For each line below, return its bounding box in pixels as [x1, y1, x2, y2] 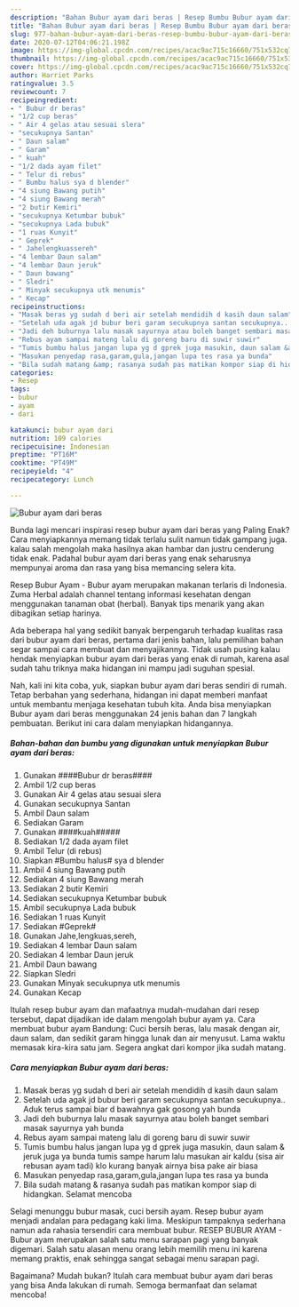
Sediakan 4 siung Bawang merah [22, 873, 145, 884]
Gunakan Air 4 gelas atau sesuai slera [22, 788, 162, 800]
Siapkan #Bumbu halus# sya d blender [22, 855, 165, 865]
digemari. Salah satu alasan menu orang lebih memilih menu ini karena [10, 1243, 268, 1254]
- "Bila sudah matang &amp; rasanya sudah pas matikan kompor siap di [10, 360, 277, 369]
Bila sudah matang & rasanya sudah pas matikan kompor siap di [22, 1179, 256, 1190]
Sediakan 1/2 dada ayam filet [22, 836, 129, 847]
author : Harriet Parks [10, 71, 94, 80]
